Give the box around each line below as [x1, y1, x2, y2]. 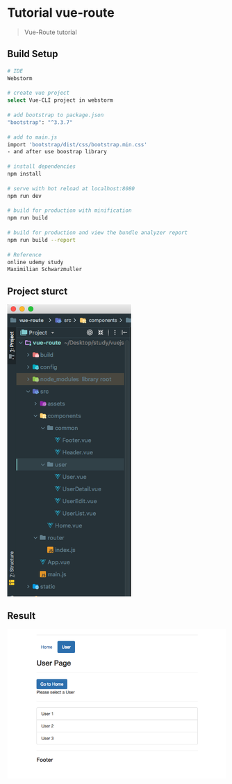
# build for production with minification [7, 207, 132, 214]
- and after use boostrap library [7, 148, 108, 155]
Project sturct [7, 285, 68, 297]
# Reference [7, 251, 42, 259]
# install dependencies [7, 163, 76, 170]
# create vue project [7, 89, 70, 97]
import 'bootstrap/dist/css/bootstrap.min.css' [7, 141, 148, 148]
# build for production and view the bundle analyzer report [7, 229, 188, 236]
